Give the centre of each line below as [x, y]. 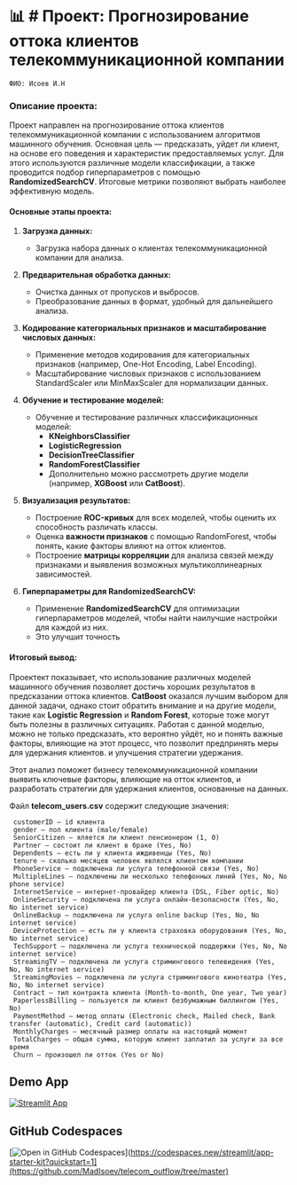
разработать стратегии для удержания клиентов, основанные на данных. [149, 789]
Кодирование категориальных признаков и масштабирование [144, 328]
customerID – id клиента [59, 822]
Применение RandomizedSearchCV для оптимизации [137, 608]
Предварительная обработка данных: [96, 275]
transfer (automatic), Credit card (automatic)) [101, 1024]
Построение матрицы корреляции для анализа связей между [154, 555]
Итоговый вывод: [43, 657]
